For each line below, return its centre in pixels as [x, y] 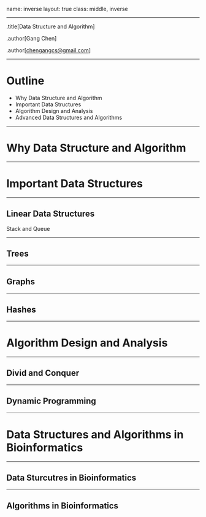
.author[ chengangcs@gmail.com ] [48, 50]
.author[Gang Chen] [32, 38]
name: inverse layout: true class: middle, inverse [67, 9]
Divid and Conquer [43, 373]
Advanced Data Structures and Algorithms [69, 117]
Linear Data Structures [51, 214]
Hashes [21, 309]
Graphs [21, 282]
